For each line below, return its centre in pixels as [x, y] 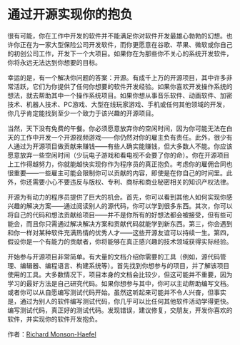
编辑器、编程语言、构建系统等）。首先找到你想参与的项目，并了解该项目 [125, 265]
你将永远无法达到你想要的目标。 [54, 62]
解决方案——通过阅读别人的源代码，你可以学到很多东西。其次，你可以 [129, 206]
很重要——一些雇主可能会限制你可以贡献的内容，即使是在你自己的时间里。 [117, 172]
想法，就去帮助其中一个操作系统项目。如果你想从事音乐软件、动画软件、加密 [120, 95]
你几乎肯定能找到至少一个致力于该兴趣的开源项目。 [82, 113]
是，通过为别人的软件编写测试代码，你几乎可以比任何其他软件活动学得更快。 [120, 301]
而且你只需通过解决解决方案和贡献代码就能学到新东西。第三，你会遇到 [129, 223]
